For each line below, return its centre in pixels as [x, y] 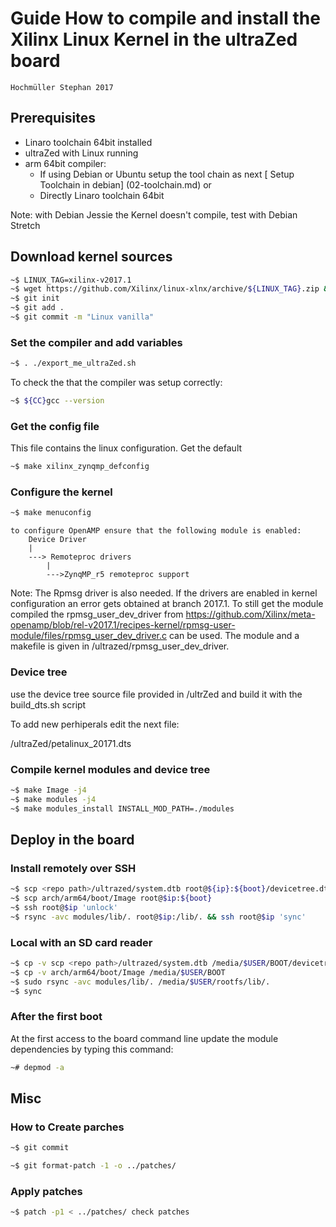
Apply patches [46, 1192]
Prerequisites [53, 118]
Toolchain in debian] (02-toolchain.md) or [125, 184]
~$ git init [35, 298]
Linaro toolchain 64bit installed [88, 142]
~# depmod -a [37, 1067]
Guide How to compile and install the [165, 18]
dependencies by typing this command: [92, 1049]
